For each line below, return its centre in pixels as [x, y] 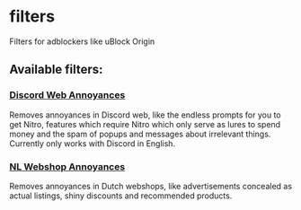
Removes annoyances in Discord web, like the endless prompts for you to [145, 115]
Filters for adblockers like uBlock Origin [82, 41]
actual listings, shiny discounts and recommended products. [121, 196]
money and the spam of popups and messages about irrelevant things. [140, 134]
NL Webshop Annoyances [67, 166]
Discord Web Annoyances [67, 95]
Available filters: [56, 70]
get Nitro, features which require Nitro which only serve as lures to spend [145, 124]
